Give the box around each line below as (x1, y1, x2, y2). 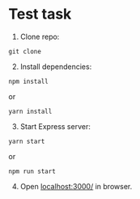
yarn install (8, 107, 53, 115)
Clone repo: (19, 32, 60, 41)
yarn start (8, 137, 45, 145)
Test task (8, 5, 72, 24)
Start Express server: (19, 121, 91, 131)
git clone (8, 47, 42, 55)
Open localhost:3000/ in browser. (19, 181, 133, 191)
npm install (8, 77, 49, 85)
